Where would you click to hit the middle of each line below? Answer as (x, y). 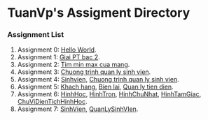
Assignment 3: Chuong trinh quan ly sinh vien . (84, 72)
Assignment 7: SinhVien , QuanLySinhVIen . (78, 109)
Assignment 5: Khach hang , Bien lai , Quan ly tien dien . (95, 87)
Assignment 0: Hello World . (57, 50)
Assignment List (36, 35)
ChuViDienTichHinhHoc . (52, 102)
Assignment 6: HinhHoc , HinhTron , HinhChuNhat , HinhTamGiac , (109, 94)
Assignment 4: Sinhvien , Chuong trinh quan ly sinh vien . (98, 80)
